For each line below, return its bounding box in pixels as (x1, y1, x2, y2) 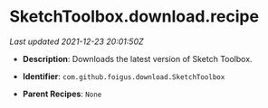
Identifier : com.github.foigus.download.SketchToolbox (22, 70, 225, 82)
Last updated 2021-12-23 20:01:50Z (9, 36, 144, 47)
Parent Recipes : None (22, 88, 102, 99)
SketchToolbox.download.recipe (9, 6, 260, 27)
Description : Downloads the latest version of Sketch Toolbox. (22, 53, 253, 64)
